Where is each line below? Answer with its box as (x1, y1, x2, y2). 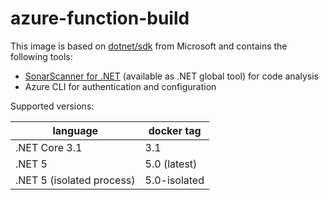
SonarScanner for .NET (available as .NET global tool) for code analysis (24, 70, 319, 82)
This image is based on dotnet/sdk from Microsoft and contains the (10, 40, 288, 52)
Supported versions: (10, 100, 95, 112)
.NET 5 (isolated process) (15, 173, 136, 187)
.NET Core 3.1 (15, 140, 83, 154)
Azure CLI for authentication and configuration (24, 80, 217, 92)
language (52, 123, 99, 137)
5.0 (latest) (144, 157, 198, 171)
